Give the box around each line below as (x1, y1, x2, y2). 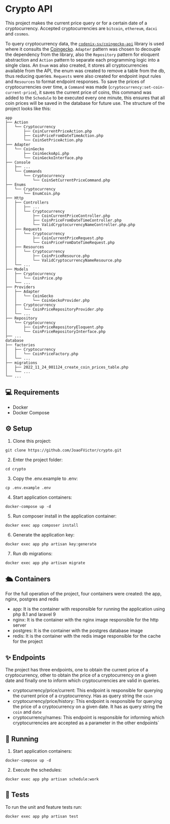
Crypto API (5, 3, 52, 15)
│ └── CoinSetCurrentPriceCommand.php (5, 178, 110, 183)
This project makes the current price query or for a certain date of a (5, 20, 148, 26)
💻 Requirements (5, 388, 60, 397)
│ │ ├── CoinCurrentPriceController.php (5, 213, 110, 218)
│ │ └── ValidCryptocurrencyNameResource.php (5, 258, 122, 263)
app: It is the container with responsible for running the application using (12, 606, 165, 612)
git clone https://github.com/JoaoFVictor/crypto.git (5, 447, 122, 453)
